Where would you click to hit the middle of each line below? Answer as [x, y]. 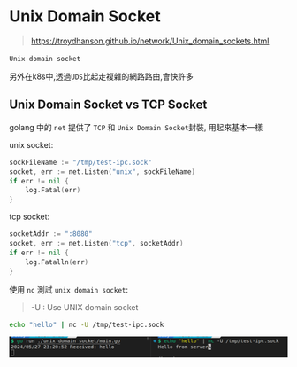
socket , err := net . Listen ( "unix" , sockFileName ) [103, 172]
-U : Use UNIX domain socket [84, 307]
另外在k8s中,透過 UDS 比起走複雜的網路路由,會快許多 [102, 76]
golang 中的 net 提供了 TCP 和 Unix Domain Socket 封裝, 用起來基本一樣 [136, 127]
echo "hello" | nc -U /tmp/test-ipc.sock [87, 324]
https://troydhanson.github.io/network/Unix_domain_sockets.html [150, 41]
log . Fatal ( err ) [53, 191]
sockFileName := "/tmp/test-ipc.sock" [80, 162]
